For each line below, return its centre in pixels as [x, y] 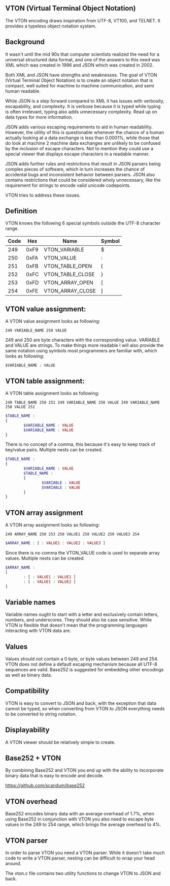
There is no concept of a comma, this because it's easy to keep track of [80, 444]
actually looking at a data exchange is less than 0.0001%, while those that [82, 138]
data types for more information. [39, 117]
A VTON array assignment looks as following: [53, 525]
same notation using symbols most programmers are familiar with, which [81, 351]
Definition [21, 211]
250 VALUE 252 [20, 407]
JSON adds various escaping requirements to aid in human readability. [79, 127]
